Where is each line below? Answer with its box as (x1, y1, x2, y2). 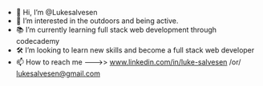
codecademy (15, 37, 60, 45)
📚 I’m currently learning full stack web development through (15, 25, 217, 34)
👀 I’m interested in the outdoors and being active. (15, 16, 179, 25)
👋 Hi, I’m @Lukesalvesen (15, 8, 98, 17)
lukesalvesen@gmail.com (15, 68, 100, 78)
